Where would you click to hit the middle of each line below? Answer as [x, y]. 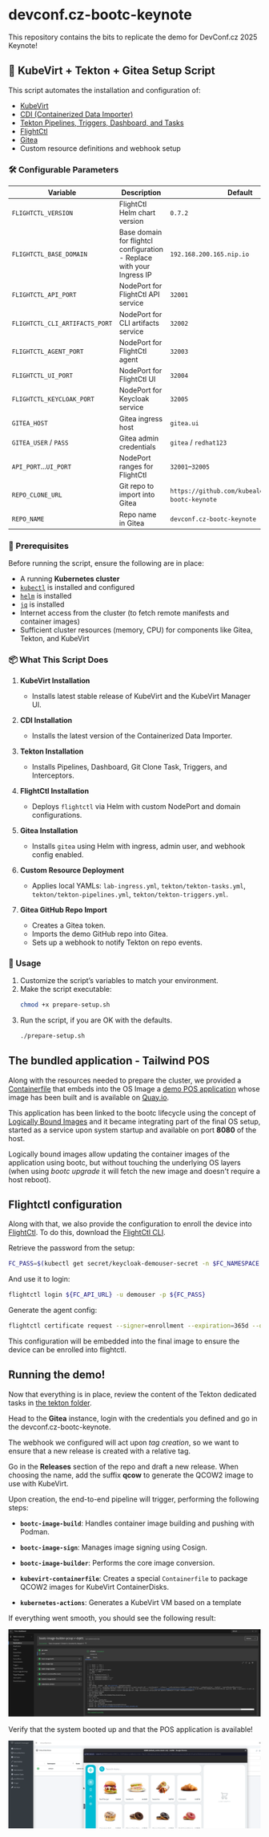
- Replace [136, 258]
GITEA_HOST [30, 424]
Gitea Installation [49, 830]
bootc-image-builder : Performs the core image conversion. [117, 1563]
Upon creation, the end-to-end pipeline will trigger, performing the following [134, 1499]
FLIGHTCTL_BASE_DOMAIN [50, 254]
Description [141, 192]
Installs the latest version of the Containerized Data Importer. [132, 735]
